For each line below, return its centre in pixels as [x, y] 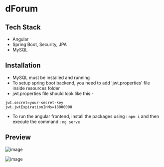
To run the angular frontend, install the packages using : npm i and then [86, 116]
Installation [23, 65]
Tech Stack [23, 27]
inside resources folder [36, 88]
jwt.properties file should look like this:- [53, 93]
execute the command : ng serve [46, 121]
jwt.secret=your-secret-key [34, 102]
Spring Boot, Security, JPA [40, 44]
